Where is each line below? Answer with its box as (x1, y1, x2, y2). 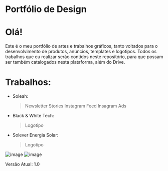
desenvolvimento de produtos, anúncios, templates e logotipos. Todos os (5, 49, 157, 55)
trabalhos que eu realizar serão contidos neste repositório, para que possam (5, 54, 163, 60)
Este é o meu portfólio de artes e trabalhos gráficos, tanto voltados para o (5, 43, 158, 49)
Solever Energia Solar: (12, 132, 59, 138)
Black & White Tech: (12, 113, 54, 119)
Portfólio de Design (5, 4, 87, 15)
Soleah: (12, 93, 29, 99)
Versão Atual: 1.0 (5, 161, 40, 167)
